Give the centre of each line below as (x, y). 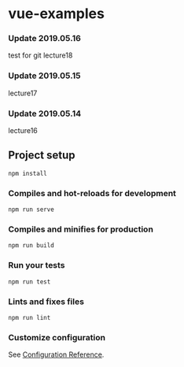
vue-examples (56, 14)
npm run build (31, 246)
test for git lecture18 (40, 55)
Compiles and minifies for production (81, 229)
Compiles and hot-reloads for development (92, 193)
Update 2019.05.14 (44, 113)
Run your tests (37, 265)
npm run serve (31, 209)
